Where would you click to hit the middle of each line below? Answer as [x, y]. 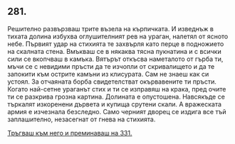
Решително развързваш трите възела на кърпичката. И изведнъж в [110, 28]
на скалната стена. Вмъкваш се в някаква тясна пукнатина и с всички [115, 51]
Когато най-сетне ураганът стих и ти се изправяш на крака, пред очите [117, 89]
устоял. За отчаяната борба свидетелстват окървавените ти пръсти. [112, 82]
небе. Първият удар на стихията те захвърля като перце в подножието [116, 44]
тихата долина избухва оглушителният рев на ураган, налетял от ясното [118, 36]
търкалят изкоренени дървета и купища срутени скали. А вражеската [115, 104]
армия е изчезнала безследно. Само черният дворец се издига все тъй [117, 111]
